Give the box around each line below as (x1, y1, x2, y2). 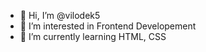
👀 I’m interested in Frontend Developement (19, 20, 197, 32)
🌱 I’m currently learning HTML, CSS (19, 31, 167, 42)
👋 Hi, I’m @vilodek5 (19, 10, 101, 21)
